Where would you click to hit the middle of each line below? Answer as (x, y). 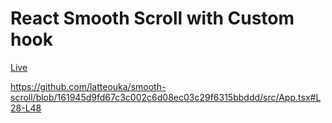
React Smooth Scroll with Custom (152, 18)
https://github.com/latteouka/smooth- (88, 86)
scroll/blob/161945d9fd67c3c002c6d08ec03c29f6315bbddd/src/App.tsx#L (166, 97)
